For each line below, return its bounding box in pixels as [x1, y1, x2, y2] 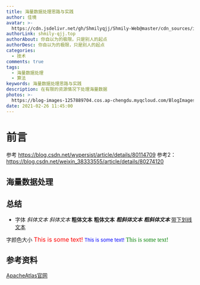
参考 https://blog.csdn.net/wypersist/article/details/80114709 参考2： [6, 151, 176, 159]
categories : [6, 48, 36, 54]
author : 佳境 [6, 14, 37, 20]
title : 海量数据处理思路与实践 [6, 8, 74, 15]
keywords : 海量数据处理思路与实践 [6, 81, 82, 87]
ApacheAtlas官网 [6, 272, 48, 279]
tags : [6, 64, 20, 70]
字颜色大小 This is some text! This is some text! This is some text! [6, 235, 168, 243]
